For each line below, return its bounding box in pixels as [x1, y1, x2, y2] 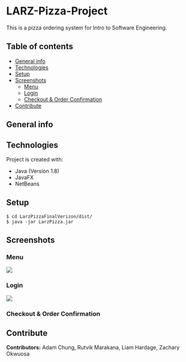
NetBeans [14, 180, 40, 187]
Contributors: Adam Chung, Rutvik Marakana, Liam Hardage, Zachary [6, 344, 180, 351]
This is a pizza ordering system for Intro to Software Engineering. [6, 24, 167, 31]
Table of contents [6, 41, 73, 52]
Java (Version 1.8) [14, 167, 60, 175]
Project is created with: [6, 155, 64, 163]
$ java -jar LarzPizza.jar [6, 219, 74, 225]
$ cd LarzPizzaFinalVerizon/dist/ [6, 213, 93, 220]
